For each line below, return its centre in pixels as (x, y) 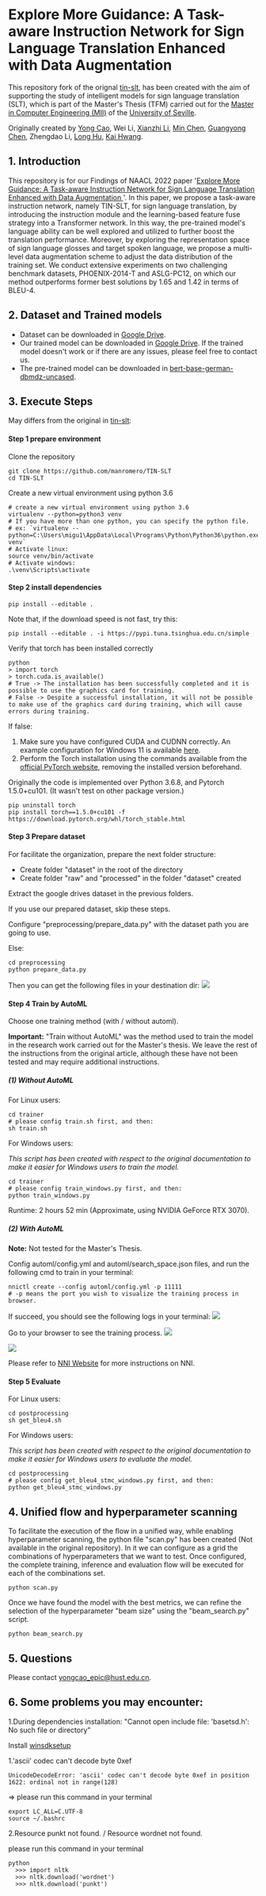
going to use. (30, 933)
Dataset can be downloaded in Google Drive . (93, 334)
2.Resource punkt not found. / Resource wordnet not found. (106, 1833)
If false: (21, 726)
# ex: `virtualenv (38, 528)
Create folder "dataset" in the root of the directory (101, 869)
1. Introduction (44, 162)
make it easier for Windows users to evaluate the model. (100, 1459)
